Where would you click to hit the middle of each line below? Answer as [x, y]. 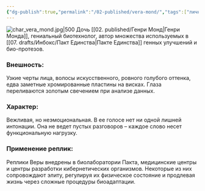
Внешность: [25, 65]
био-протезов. [25, 49]
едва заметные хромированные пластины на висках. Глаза [84, 84]
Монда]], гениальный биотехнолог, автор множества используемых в [98, 36]
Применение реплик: [40, 149]
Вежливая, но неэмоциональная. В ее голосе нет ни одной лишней [94, 120]
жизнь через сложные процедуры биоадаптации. [71, 181]
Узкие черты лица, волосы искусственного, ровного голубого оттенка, [99, 77]
